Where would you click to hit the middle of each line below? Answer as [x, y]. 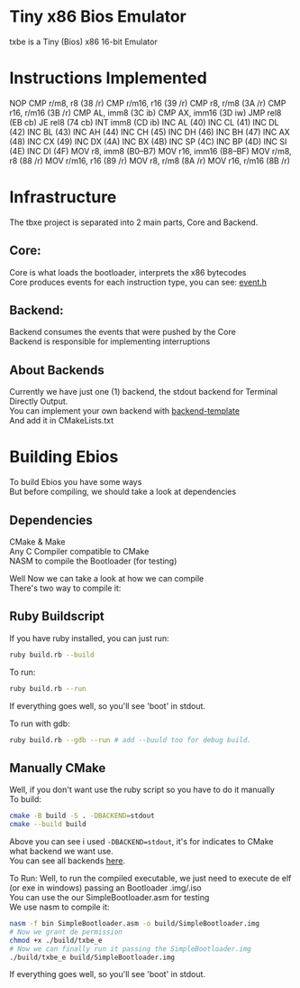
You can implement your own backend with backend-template [125, 411]
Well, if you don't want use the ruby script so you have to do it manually [142, 790]
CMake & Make [37, 542]
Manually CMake [58, 768]
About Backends [57, 370]
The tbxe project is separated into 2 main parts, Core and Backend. [134, 222]
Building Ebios [64, 457]
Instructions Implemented [108, 78]
